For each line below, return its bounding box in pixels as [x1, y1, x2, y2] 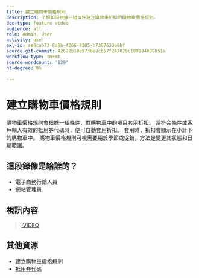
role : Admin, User [6, 31, 52, 37]
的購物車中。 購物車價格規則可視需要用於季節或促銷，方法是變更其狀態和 [6, 134, 188, 142]
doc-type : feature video [6, 20, 69, 26]
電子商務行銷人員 [14, 178, 58, 186]
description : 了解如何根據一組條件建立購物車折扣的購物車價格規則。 [6, 14, 159, 21]
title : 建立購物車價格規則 [6, 8, 66, 15]
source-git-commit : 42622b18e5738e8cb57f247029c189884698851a [6, 48, 166, 54]
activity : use [6, 37, 42, 43]
